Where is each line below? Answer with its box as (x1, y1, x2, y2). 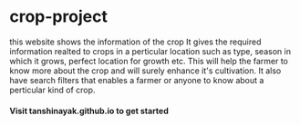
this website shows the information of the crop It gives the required (9, 36, 262, 47)
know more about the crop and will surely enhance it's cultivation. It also (9, 65, 282, 76)
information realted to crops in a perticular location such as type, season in (9, 45, 292, 56)
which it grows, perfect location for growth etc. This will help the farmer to (9, 55, 289, 66)
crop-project (9, 6, 108, 27)
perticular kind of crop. (9, 84, 96, 95)
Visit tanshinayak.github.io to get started (9, 105, 169, 116)
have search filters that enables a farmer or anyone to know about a (9, 74, 264, 85)
